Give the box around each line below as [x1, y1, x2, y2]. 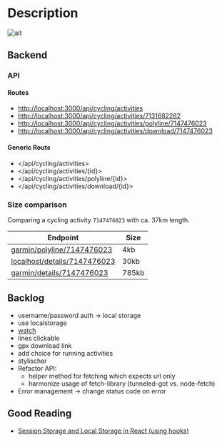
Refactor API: [17, 364, 57, 372]
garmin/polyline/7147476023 [11, 245, 113, 255]
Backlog [7, 292, 45, 304]
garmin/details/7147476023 [11, 267, 109, 277]
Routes [7, 88, 29, 97]
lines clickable [17, 334, 60, 342]
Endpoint [47, 232, 79, 242]
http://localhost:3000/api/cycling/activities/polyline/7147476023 [17, 119, 207, 128]
